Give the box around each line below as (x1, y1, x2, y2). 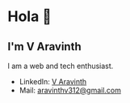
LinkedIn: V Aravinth (19, 77, 87, 86)
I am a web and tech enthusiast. (7, 61, 114, 71)
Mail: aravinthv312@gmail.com (19, 85, 122, 95)
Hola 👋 (7, 7, 52, 26)
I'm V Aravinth (7, 40, 82, 54)
